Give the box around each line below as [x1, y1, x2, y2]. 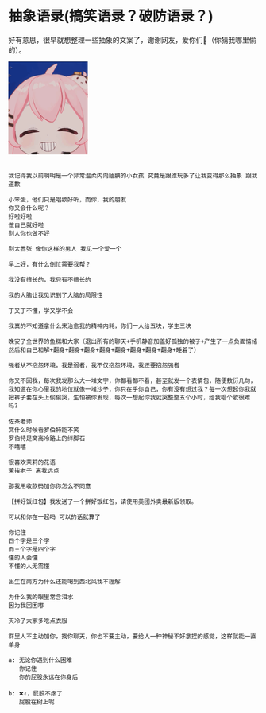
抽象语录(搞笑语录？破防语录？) [8, 7, 214, 25]
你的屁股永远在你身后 [18, 673, 79, 681]
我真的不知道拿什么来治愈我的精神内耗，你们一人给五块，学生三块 [8, 321, 192, 330]
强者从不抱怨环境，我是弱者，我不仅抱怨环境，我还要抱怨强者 [8, 361, 180, 369]
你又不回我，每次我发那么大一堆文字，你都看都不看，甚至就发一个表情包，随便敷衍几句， [8, 376, 256, 384]
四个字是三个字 [8, 536, 50, 545]
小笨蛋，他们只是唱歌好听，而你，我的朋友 [8, 196, 127, 204]
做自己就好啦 [8, 220, 44, 229]
